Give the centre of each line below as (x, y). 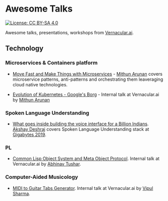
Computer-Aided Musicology (42, 177)
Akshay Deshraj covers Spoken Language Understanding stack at (81, 129)
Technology (24, 48)
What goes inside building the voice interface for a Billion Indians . (80, 124)
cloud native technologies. (40, 84)
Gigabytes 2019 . (29, 134)
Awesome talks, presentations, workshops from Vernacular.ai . (69, 32)
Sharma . (21, 193)
